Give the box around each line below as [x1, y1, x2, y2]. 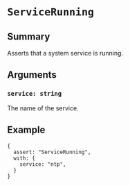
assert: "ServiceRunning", [13, 149, 91, 155]
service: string [7, 90, 62, 98]
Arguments [7, 69, 57, 81]
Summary [7, 31, 50, 42]
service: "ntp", [19, 160, 67, 168]
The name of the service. [7, 103, 79, 112]
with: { [13, 155, 36, 162]
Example [7, 124, 46, 136]
